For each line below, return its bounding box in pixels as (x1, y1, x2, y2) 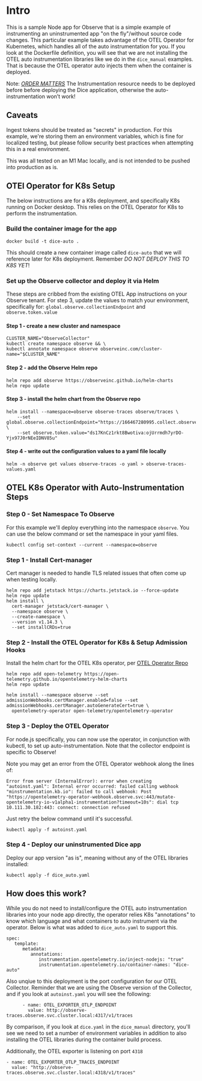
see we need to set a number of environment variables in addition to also (6, 1029, 187, 1036)
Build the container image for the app (6, 225, 117, 233)
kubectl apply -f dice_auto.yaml (6, 872, 90, 878)
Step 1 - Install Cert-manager (6, 556, 93, 564)
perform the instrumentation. (6, 209, 78, 217)
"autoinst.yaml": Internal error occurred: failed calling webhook (6, 783, 179, 789)
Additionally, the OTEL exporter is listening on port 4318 (6, 1047, 143, 1055)
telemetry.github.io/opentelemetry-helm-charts (6, 677, 128, 683)
